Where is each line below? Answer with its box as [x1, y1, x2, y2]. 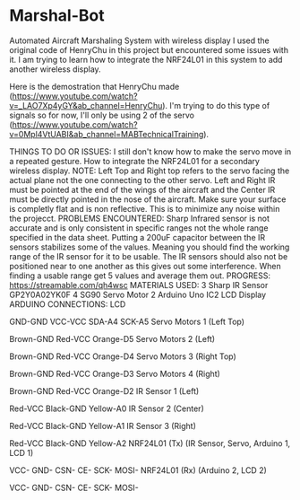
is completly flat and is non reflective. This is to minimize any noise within [9, 203, 280, 214]
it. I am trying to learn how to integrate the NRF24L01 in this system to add [9, 54, 283, 65]
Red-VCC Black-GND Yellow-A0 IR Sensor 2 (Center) [9, 403, 204, 414]
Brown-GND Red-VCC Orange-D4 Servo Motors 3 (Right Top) [9, 351, 237, 362]
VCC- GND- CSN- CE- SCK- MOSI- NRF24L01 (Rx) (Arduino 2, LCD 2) [9, 464, 267, 476]
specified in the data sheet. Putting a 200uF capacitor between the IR [9, 232, 266, 242]
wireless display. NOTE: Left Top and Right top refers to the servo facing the [9, 165, 290, 176]
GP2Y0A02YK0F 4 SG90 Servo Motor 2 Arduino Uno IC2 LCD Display [9, 289, 267, 300]
